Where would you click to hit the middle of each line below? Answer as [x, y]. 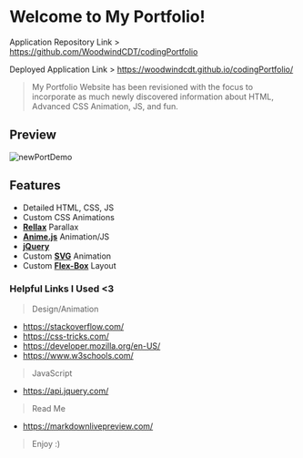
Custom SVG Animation [67, 256]
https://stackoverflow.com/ [73, 326]
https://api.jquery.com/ [66, 391]
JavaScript [52, 373]
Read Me [49, 408]
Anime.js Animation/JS [66, 236]
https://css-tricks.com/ [66, 336]
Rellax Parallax [50, 227]
